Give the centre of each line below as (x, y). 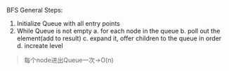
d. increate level (40, 46)
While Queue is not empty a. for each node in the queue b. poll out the (118, 31)
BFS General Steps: (35, 10)
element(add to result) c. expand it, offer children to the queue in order (119, 38)
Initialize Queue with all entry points (68, 23)
